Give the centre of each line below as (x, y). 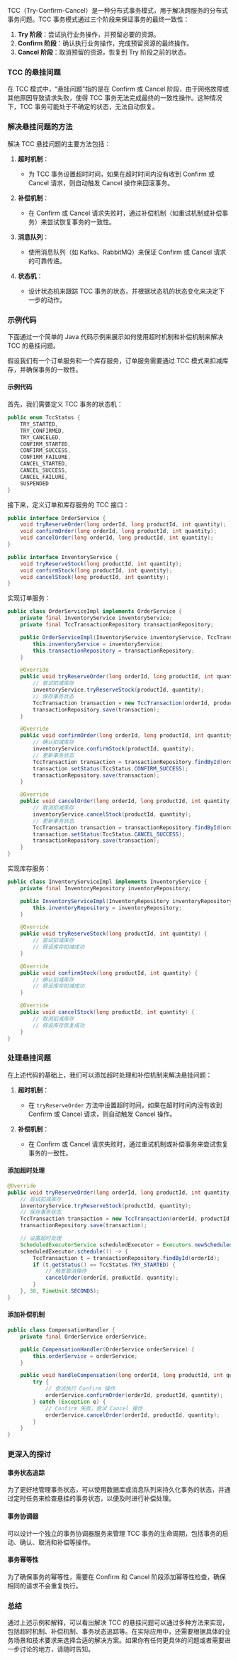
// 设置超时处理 (41, 1239)
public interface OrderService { (57, 518)
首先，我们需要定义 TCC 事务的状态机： (65, 404)
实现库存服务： (29, 868)
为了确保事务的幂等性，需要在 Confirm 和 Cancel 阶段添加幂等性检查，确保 (117, 1576)
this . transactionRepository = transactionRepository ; (114, 651)
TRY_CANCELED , (41, 437)
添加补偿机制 (26, 1315)
